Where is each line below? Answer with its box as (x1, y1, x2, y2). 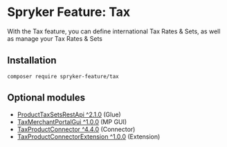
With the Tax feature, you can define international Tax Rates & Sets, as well (7, 27, 221, 35)
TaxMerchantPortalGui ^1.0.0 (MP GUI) (17, 117, 127, 126)
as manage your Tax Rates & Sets (7, 34, 102, 42)
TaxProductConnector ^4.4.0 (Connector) (17, 125, 136, 133)
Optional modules (7, 92, 85, 104)
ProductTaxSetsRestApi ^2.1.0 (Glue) (17, 110, 121, 119)
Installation (7, 55, 57, 67)
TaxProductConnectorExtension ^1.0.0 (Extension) (17, 132, 161, 141)
